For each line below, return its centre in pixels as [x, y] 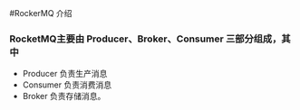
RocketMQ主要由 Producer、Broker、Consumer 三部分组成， [145, 39]
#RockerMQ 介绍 [41, 13]
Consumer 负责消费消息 [67, 85]
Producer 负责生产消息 [65, 74]
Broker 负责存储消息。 [64, 96]
